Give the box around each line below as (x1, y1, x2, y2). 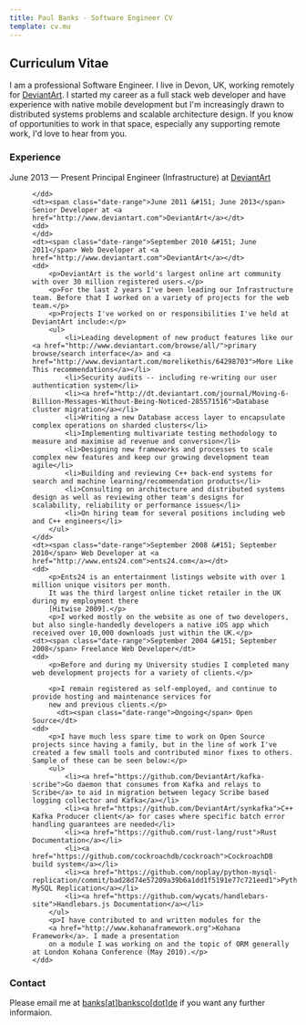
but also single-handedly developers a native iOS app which (32, 620, 270, 629)
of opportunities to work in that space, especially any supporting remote (9, 119, 280, 129)
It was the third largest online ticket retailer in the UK (48, 588, 281, 597)
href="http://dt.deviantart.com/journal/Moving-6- (93, 388, 290, 398)
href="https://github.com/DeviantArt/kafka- (93, 771, 266, 781)
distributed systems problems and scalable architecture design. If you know (9, 109, 294, 119)
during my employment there (32, 596, 139, 606)
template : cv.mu (9, 22, 71, 31)
